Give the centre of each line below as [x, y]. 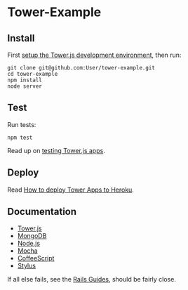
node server [25, 86]
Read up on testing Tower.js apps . [56, 150]
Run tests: [22, 124]
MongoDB [32, 236]
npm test [20, 138]
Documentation [42, 212]
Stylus [27, 266]
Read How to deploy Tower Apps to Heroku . [71, 190]
